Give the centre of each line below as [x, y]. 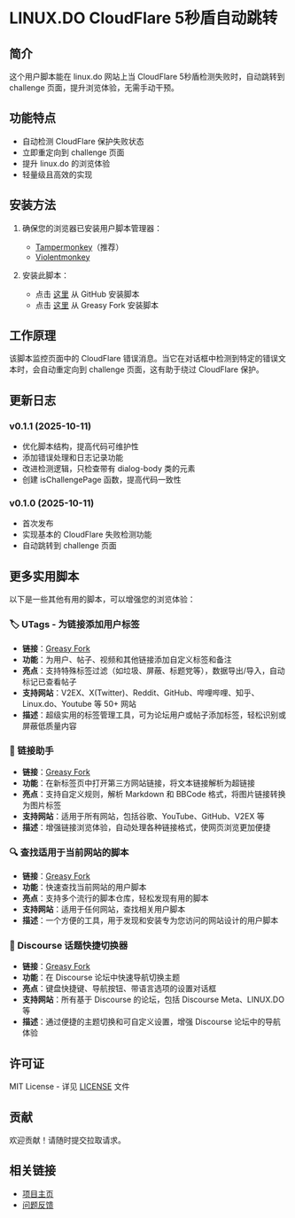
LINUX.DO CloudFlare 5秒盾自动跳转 [144, 18]
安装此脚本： [45, 275]
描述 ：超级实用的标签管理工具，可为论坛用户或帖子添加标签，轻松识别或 [154, 715]
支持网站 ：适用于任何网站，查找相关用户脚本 [104, 910]
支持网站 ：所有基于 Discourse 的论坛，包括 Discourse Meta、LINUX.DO [153, 1000]
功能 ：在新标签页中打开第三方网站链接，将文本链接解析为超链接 [138, 783]
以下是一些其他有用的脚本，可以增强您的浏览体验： [102, 600]
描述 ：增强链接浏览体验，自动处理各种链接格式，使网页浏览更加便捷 [146, 827]
